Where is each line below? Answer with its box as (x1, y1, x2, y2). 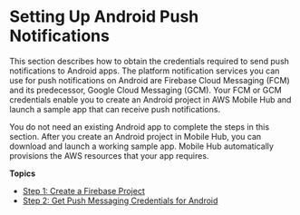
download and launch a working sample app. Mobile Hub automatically (9, 141, 275, 151)
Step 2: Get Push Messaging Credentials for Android (22, 195, 218, 206)
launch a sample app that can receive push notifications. (9, 103, 220, 114)
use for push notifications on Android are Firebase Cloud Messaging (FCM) (9, 74, 290, 85)
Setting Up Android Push (9, 6, 199, 27)
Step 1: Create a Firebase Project (22, 185, 145, 196)
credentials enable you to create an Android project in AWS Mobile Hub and (9, 93, 292, 105)
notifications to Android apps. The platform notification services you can (9, 65, 280, 76)
